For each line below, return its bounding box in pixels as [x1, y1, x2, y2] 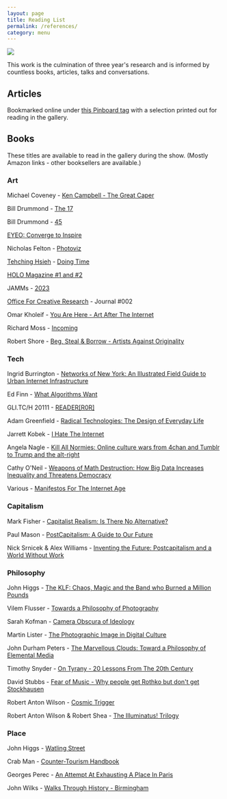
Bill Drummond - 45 [7, 218, 63, 226]
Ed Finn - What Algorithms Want [7, 390, 98, 398]
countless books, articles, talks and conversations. [7, 68, 150, 76]
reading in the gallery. [7, 114, 68, 122]
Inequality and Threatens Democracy [7, 471, 111, 479]
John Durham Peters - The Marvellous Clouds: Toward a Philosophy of [7, 644, 206, 652]
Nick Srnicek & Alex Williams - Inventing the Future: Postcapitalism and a [7, 544, 212, 552]
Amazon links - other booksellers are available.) [7, 158, 142, 166]
